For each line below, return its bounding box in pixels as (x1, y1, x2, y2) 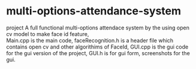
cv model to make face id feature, (6, 30, 89, 37)
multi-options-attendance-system (6, 4, 182, 18)
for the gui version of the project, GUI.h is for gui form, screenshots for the (6, 49, 190, 56)
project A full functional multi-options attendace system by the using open (6, 24, 190, 31)
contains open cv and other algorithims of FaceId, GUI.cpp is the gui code (6, 43, 189, 50)
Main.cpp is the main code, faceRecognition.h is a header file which (6, 37, 174, 44)
